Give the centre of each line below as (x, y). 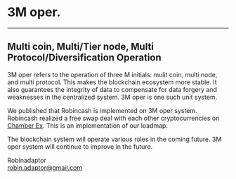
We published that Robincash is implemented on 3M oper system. (103, 110)
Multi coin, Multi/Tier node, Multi (81, 47)
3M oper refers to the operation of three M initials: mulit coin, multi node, (112, 74)
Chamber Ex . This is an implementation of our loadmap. (88, 125)
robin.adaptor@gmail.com (45, 167)
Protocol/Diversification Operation (84, 58)
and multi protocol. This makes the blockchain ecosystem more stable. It (112, 82)
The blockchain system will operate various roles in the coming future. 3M (114, 139)
